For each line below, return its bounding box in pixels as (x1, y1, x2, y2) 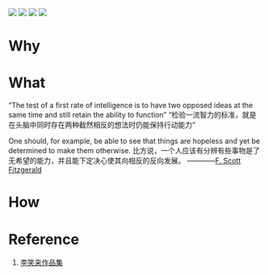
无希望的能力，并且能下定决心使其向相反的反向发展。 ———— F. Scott (8, 156, 241, 165)
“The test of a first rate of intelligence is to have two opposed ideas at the (8, 101, 253, 110)
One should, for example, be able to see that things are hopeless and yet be (8, 136, 261, 146)
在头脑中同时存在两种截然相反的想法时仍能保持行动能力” (8, 120, 196, 130)
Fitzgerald (8, 165, 42, 175)
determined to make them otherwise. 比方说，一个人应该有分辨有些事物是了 (8, 146, 261, 156)
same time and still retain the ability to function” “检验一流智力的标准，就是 (8, 110, 257, 120)
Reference (8, 230, 79, 248)
